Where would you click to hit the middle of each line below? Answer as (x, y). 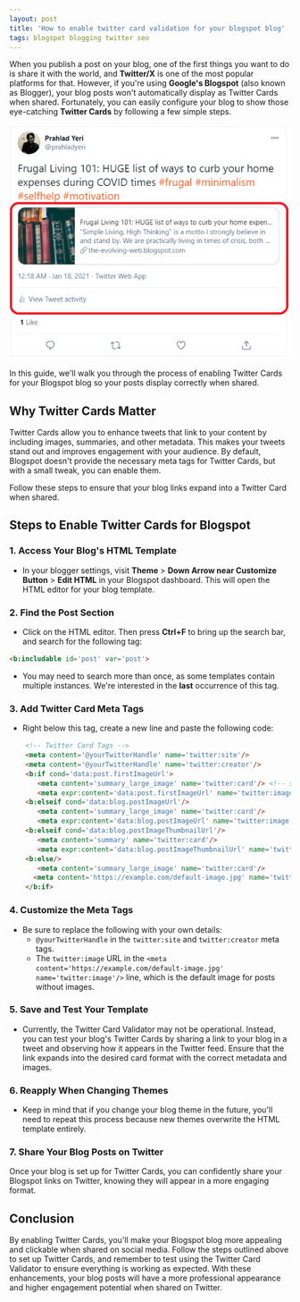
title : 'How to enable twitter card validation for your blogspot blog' (147, 28)
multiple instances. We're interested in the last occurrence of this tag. (150, 685)
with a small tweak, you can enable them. (85, 470)
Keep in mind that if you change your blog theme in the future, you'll (147, 1110)
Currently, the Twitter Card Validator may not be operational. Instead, (149, 1029)
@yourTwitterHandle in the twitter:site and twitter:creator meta (157, 939)
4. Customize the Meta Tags (71, 910)
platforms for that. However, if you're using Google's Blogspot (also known (147, 83)
